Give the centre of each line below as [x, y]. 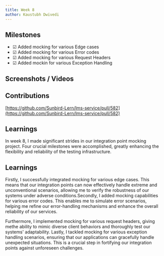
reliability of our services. [31, 212]
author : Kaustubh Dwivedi [32, 15]
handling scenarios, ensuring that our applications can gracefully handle [80, 237]
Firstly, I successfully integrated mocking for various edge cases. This [77, 180]
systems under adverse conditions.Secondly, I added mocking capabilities [82, 196]
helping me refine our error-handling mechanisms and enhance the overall [82, 206]
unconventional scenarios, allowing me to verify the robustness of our [77, 190]
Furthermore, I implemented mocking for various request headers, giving [80, 221]
